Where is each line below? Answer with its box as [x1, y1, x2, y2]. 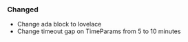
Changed [7, 5, 39, 14]
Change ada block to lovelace [17, 20, 102, 28]
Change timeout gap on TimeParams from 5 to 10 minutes [17, 27, 181, 35]
